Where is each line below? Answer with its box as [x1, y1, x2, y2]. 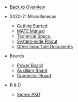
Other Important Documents [16, 44, 73, 49]
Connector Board [16, 73, 52, 78]
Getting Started [16, 23, 47, 29]
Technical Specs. [16, 34, 52, 39]
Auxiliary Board [16, 68, 47, 73]
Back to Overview [9, 4, 45, 10]
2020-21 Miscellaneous [9, 14, 57, 19]
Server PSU [16, 92, 40, 97]
